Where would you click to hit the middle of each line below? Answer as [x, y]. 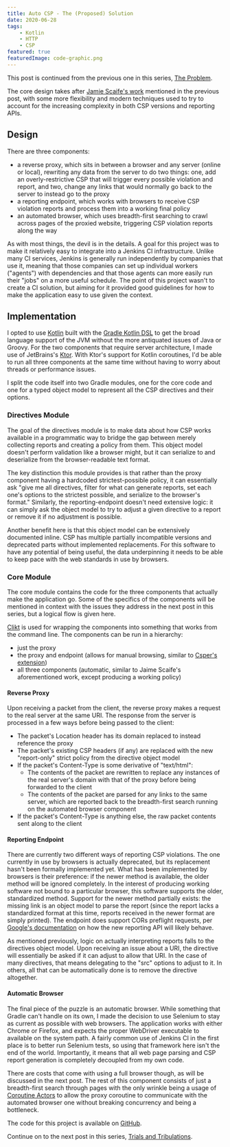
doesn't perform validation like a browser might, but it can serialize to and [111, 452]
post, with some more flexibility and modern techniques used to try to [105, 98]
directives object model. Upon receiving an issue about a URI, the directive [113, 948]
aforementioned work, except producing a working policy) [99, 677]
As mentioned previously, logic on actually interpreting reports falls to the [111, 941]
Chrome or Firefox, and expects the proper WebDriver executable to [103, 1030]
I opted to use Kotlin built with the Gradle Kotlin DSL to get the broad [104, 333]
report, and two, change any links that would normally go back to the [114, 186]
